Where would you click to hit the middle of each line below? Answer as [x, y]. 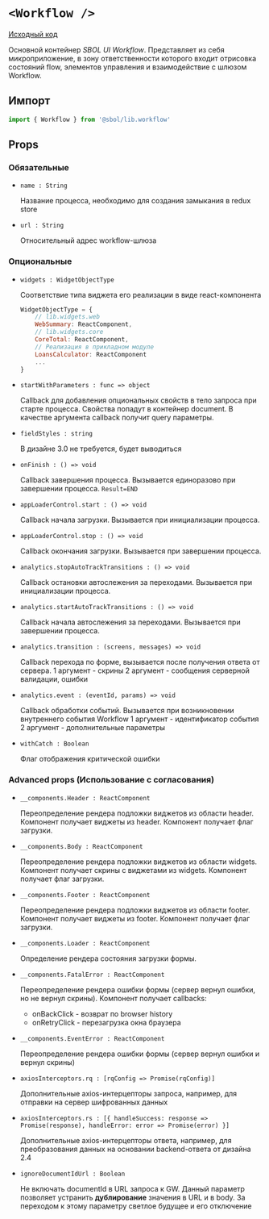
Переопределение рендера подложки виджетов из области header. [137, 813]
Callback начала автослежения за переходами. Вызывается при [130, 622]
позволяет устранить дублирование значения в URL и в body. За [132, 1197]
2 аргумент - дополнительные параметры [93, 728]
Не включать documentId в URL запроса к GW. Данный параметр [132, 1188]
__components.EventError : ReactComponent [92, 1038]
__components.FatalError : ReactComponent [92, 975]
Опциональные [40, 261]
